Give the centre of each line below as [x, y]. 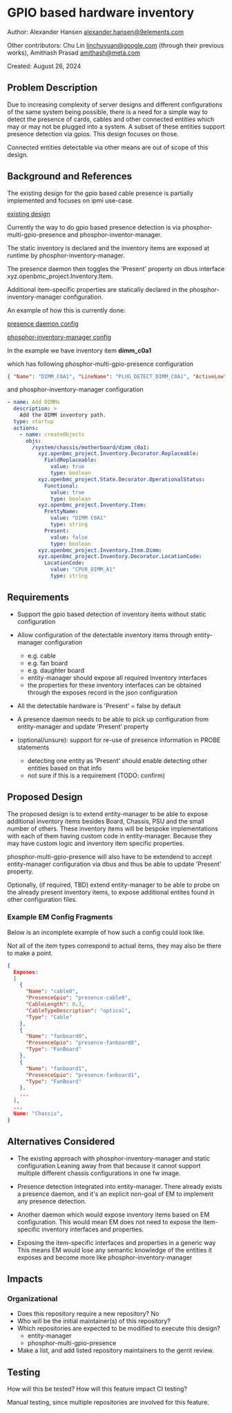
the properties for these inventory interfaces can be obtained [114, 685]
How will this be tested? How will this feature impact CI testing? [97, 1389]
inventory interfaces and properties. [92, 1229]
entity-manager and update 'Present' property [83, 726]
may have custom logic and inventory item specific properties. [96, 843]
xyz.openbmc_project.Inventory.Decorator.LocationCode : [120, 557]
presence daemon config [43, 324]
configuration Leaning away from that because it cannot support [109, 1165]
